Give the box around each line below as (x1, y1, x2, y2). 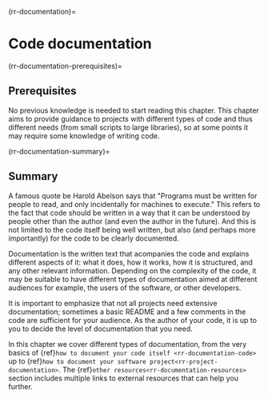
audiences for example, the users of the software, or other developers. (8, 283, 242, 293)
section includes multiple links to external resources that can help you (8, 373, 238, 383)
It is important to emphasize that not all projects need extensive (8, 298, 218, 308)
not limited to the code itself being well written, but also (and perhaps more (8, 225, 256, 234)
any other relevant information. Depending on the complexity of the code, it (8, 265, 257, 275)
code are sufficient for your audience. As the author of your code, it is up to (8, 315, 258, 324)
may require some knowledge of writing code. (8, 131, 160, 141)
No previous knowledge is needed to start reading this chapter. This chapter (8, 105, 260, 115)
